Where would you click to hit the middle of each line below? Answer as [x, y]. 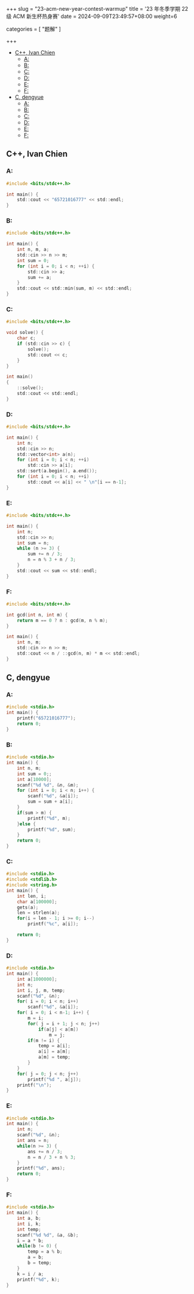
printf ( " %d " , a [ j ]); [55, 1079]
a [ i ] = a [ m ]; [54, 1052]
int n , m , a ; [33, 250]
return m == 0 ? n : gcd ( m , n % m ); [63, 620]
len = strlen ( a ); [39, 913]
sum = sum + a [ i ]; [50, 802]
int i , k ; [29, 1224]
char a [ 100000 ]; [37, 902]
